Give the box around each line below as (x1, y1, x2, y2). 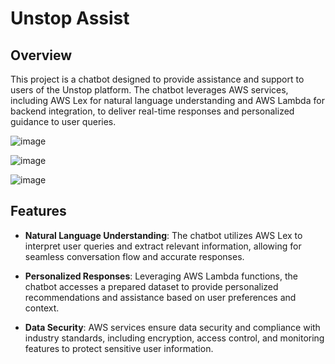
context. (24, 302, 60, 314)
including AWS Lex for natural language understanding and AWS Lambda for (10, 95, 325, 106)
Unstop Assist (10, 7, 130, 30)
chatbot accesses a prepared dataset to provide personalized (24, 280, 279, 292)
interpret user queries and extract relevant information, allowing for (24, 240, 302, 252)
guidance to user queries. (10, 116, 117, 127)
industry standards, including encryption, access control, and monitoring (24, 332, 325, 344)
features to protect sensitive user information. (24, 342, 214, 354)
